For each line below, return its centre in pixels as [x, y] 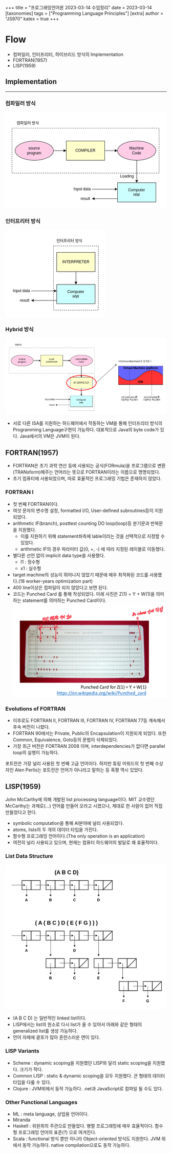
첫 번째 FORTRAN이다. [36, 504]
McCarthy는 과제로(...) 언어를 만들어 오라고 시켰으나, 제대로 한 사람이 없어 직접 [84, 806]
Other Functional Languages [41, 1102]
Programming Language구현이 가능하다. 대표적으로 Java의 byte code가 [86, 430]
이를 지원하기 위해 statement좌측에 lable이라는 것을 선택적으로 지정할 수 [93, 536]
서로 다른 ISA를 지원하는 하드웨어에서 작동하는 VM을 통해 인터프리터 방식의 [88, 423]
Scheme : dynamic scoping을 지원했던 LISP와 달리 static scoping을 [82, 1063]
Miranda [21, 1120]
